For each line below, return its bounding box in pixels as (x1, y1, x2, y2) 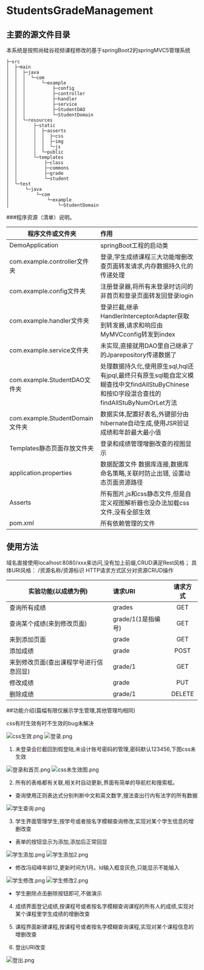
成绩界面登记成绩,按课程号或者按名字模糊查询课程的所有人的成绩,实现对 (15, 903, 194, 910)
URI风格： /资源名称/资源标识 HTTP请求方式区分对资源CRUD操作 (11, 566, 174, 574)
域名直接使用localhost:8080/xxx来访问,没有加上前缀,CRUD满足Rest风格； (6, 559, 190, 566)
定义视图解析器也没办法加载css (100, 499, 189, 507)
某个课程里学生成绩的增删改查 (15, 910, 90, 917)
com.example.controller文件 (9, 258, 89, 265)
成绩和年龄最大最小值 (100, 428, 161, 436)
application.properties (9, 469, 72, 477)
